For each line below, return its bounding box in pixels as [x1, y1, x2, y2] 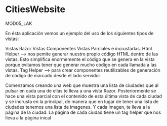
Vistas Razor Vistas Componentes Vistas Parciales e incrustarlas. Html [5, 45, 152, 51]
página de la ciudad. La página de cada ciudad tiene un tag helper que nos [5, 109, 161, 115]
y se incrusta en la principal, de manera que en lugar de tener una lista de [5, 98, 159, 105]
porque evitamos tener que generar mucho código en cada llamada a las [5, 61, 157, 68]
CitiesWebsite [5, 4, 66, 15]
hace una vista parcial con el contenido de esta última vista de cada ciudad [5, 93, 162, 99]
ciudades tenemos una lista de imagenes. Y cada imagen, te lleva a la [5, 104, 150, 110]
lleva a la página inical [5, 114, 52, 120]
